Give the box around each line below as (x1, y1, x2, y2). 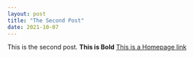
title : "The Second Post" (7, 17, 84, 24)
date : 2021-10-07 (7, 23, 59, 30)
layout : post (7, 10, 46, 18)
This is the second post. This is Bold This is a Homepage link (7, 43, 187, 52)
